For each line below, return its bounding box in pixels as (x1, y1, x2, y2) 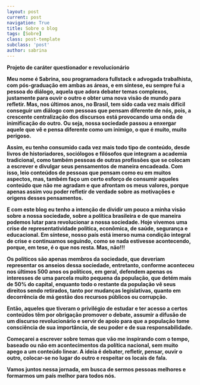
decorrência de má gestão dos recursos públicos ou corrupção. (7, 293, 168, 301)
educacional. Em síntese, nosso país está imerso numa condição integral (7, 231, 191, 238)
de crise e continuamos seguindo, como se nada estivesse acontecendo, (7, 237, 191, 245)
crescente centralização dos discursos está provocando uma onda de (7, 113, 183, 120)
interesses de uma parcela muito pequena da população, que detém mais (7, 274, 192, 281)
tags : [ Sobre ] (7, 31, 42, 37)
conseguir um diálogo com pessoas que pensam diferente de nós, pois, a (7, 107, 191, 114)
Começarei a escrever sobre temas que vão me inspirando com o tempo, (7, 335, 190, 342)
